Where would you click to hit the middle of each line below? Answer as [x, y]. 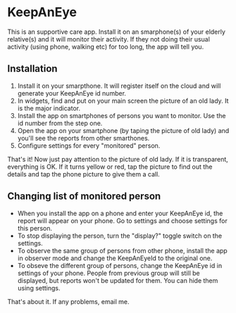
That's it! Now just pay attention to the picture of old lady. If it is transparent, [118, 159]
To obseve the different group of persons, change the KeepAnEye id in [120, 265]
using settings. [39, 288]
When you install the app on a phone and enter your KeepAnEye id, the [120, 213]
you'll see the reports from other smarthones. [83, 138]
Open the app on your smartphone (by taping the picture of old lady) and [123, 130]
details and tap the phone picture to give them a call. [83, 174]
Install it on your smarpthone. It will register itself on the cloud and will [119, 86]
